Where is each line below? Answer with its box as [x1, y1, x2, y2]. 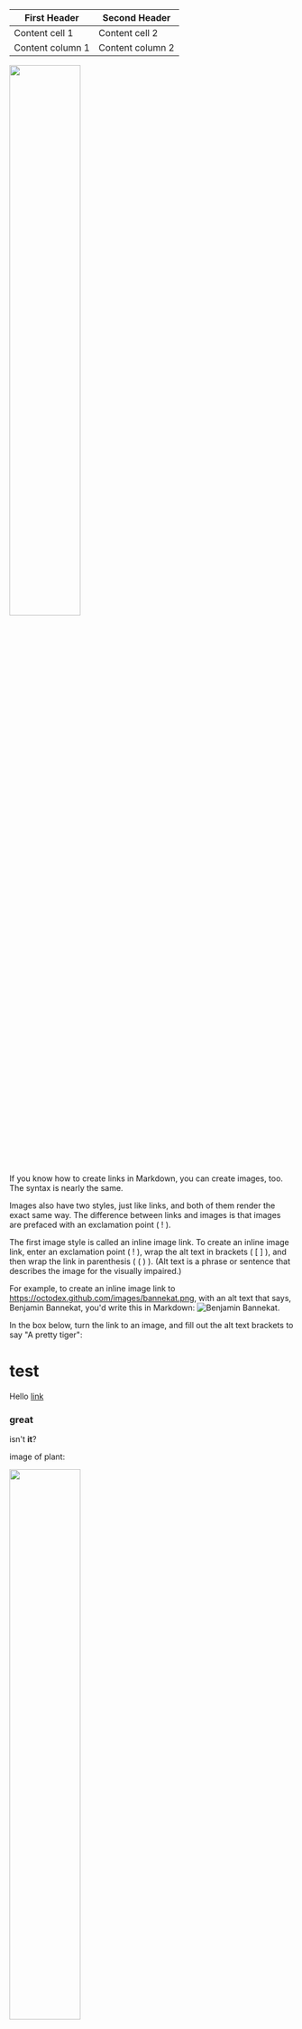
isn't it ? [9, 1434, 37, 1445]
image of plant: [9, 1451, 66, 1462]
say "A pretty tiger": [9, 1329, 83, 1340]
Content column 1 [14, 42, 90, 53]
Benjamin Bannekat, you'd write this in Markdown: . [9, 1302, 280, 1313]
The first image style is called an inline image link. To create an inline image [9, 1237, 290, 1247]
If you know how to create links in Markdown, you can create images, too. [9, 1173, 284, 1184]
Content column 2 [98, 42, 175, 53]
